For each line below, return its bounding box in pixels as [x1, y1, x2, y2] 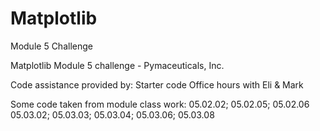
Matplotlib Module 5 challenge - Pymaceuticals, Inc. [10, 59, 225, 71]
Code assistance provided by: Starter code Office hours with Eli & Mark [10, 78, 304, 91]
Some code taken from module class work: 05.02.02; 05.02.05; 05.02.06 [10, 98, 310, 110]
